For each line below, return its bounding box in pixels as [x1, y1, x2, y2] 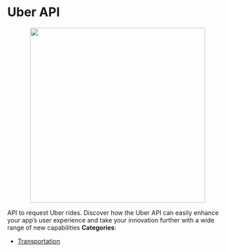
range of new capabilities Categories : [7, 223, 117, 232]
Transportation [17, 237, 61, 245]
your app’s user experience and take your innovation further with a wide [7, 216, 215, 224]
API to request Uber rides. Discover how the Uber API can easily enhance [7, 208, 219, 217]
